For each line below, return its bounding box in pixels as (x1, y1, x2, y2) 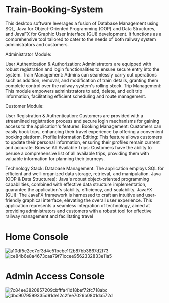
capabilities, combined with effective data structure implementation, (5, 181, 147, 187)
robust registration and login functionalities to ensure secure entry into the (5, 66, 160, 72)
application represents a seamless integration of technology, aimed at (5, 202, 150, 208)
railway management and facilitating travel (5, 213, 93, 219)
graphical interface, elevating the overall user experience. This (22, 197, 152, 203)
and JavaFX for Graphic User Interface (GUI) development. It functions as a (5, 31, 162, 37)
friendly (5, 197, 22, 203)
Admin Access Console (5, 271, 105, 282)
